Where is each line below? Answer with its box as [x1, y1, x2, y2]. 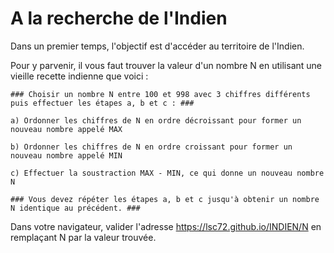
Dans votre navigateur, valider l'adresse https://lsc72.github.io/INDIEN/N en [10, 220, 322, 232]
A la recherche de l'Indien [10, 7, 228, 30]
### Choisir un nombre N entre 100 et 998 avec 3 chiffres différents [10, 89, 311, 99]
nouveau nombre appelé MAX [10, 124, 123, 134]
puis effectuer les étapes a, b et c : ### [10, 98, 195, 108]
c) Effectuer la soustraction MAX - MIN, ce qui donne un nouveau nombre [10, 168, 325, 178]
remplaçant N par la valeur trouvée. [10, 231, 157, 243]
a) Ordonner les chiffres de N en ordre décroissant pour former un [10, 115, 302, 126]
